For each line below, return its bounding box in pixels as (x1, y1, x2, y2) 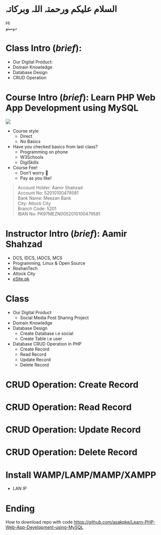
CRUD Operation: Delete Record (5, 447, 138, 458)
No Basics (20, 138, 41, 144)
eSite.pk (12, 276, 30, 282)
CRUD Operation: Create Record (5, 379, 139, 390)
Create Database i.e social (20, 330, 74, 336)
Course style (12, 128, 39, 134)
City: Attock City (17, 200, 51, 206)
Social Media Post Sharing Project (20, 315, 89, 321)
